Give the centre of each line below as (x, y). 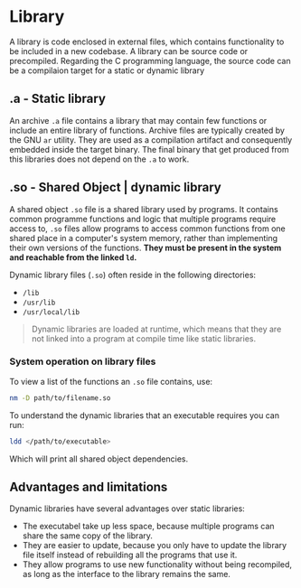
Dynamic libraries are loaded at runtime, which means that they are (156, 329)
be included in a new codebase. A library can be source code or (129, 51)
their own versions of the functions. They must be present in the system (146, 247)
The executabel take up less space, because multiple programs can (148, 527)
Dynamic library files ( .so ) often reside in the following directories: (132, 275)
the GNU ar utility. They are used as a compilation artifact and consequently (151, 140)
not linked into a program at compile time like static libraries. (143, 338)
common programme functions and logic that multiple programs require (143, 219)
